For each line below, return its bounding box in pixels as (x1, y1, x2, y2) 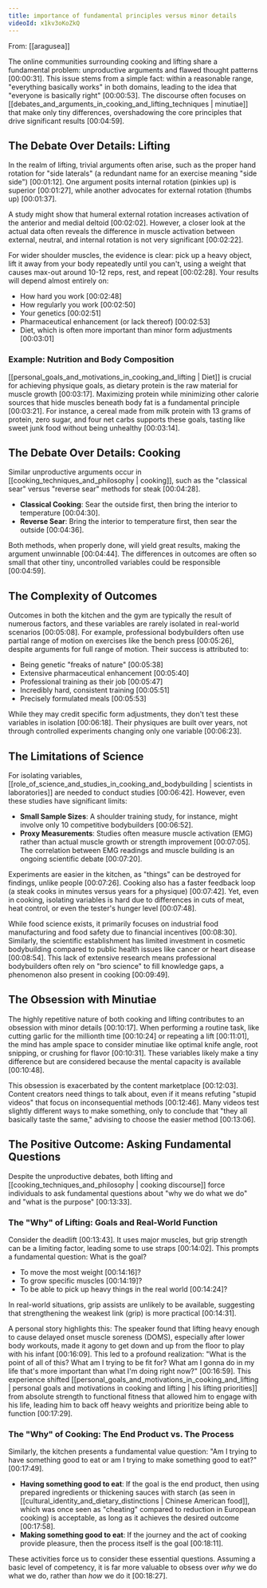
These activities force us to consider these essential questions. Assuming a (8, 1554, 257, 1564)
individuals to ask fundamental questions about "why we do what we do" (8, 1188, 248, 1198)
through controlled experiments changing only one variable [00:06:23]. (8, 726, 241, 736)
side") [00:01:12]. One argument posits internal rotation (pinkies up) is (8, 177, 237, 187)
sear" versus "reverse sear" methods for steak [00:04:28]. (8, 484, 201, 494)
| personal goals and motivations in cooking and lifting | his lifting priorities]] (8, 1383, 257, 1392)
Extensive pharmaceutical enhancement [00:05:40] (19, 669, 190, 678)
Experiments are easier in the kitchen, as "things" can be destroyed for (8, 870, 241, 879)
